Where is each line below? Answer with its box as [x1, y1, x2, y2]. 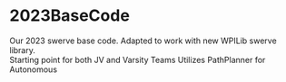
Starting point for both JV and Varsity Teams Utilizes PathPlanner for [9, 54, 266, 65]
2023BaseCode [9, 5, 130, 26]
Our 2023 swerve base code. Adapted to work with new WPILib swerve [9, 35, 277, 46]
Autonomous [9, 64, 57, 75]
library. [9, 44, 36, 55]
